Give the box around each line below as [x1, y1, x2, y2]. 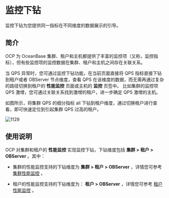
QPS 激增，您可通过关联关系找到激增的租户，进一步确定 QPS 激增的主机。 [5, 89, 161, 95]
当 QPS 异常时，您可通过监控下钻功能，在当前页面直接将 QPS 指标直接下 [5, 70, 158, 76]
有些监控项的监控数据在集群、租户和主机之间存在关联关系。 [20, 59, 146, 65]
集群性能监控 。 [12, 170, 46, 176]
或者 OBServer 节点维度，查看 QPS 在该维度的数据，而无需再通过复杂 [18, 76, 164, 83]
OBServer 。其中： [5, 153, 46, 159]
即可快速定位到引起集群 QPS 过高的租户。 [14, 106, 102, 112]
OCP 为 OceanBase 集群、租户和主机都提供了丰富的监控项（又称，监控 [5, 53, 154, 59]
